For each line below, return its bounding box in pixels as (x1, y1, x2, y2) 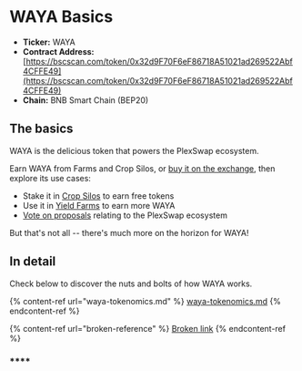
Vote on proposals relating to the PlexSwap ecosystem (22, 210, 227, 221)
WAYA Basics (9, 6, 114, 27)
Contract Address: (22, 46, 95, 57)
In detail (9, 253, 56, 270)
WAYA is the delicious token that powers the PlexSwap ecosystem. (9, 145, 259, 156)
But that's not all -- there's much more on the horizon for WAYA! (9, 227, 249, 238)
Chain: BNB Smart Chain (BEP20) (22, 94, 149, 106)
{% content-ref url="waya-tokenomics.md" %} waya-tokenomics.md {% (9, 295, 282, 306)
